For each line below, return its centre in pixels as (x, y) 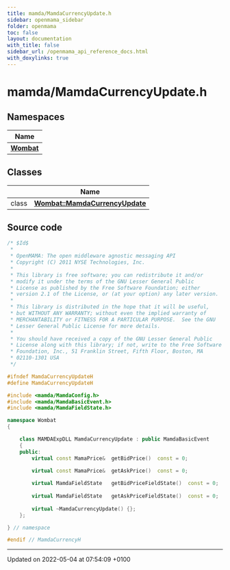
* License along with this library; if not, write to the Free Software (116, 345)
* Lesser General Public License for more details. (85, 326)
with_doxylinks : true (38, 58)
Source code (35, 227)
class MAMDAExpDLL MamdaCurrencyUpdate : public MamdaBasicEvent (115, 439)
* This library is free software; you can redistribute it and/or (107, 275)
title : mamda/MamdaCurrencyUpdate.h (59, 13)
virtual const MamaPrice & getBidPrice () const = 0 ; (110, 458)
